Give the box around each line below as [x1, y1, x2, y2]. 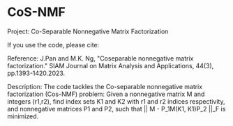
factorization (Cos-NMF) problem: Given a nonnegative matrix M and [7, 90, 205, 98]
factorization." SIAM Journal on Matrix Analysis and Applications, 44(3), [7, 61, 214, 70]
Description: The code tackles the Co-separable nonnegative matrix [7, 82, 203, 90]
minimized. [7, 112, 39, 120]
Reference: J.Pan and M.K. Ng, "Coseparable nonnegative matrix [7, 54, 194, 63]
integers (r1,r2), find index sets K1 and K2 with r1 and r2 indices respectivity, [7, 97, 225, 105]
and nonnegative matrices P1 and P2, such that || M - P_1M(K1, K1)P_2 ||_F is [7, 104, 226, 113]
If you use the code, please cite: [7, 40, 100, 49]
